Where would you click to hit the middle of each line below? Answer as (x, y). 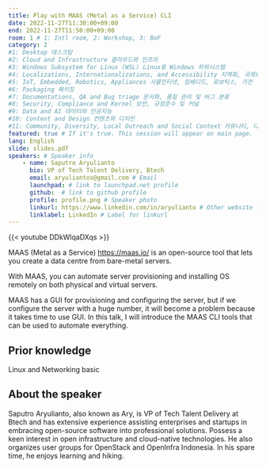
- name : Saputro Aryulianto (68, 163)
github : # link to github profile (88, 192)
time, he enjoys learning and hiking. (66, 455)
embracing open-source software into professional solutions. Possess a (125, 430)
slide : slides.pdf (38, 148)
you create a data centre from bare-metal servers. (90, 261)
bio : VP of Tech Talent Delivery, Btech (97, 171)
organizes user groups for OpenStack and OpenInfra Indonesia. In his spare (131, 447)
